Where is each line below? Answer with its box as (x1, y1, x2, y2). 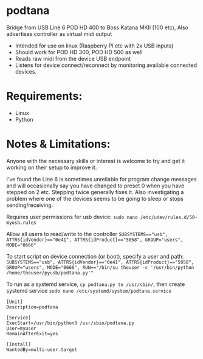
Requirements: (6, 89, 83, 103)
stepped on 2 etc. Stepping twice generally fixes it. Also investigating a (6, 188, 184, 195)
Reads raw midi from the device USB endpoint (15, 55, 131, 62)
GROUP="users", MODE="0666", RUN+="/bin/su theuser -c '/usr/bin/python (6, 264, 194, 271)
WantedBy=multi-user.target (6, 346, 78, 353)
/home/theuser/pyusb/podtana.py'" (6, 270, 94, 276)
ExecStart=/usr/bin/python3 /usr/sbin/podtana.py (6, 320, 135, 326)
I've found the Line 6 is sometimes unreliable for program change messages (6, 175, 197, 183)
